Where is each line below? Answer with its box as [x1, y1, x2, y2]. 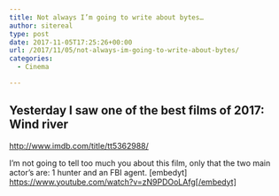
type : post [9, 29, 50, 38]
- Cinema [17, 63, 50, 72]
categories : [9, 54, 53, 63]
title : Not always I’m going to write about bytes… [9, 12, 204, 22]
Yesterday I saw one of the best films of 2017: [9, 103, 265, 118]
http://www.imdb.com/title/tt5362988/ [9, 140, 149, 151]
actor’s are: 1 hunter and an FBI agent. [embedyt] [9, 167, 188, 177]
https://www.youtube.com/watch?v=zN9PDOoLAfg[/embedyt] [9, 176, 237, 187]
